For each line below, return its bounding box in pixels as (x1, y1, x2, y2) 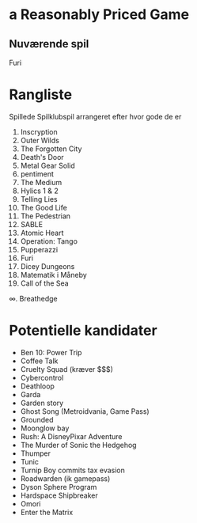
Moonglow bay (20, 423, 70, 433)
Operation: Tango (20, 236, 78, 246)
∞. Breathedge (9, 294, 58, 303)
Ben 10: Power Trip (20, 347, 82, 357)
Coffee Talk (20, 356, 59, 366)
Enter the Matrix (20, 507, 74, 517)
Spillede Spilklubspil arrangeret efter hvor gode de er (9, 112, 182, 121)
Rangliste (9, 85, 73, 104)
